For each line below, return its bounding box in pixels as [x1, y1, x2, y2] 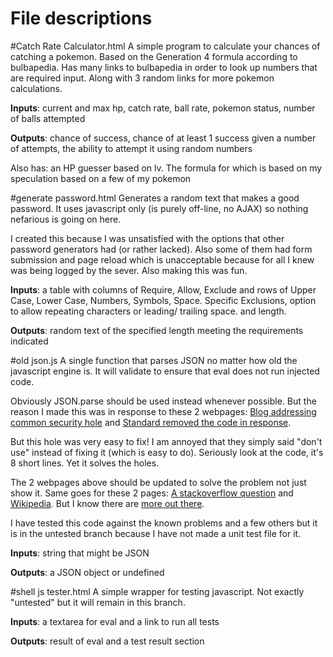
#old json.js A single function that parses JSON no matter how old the [10, 354, 298, 366]
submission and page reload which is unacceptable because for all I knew [10, 253, 315, 266]
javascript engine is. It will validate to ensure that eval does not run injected [10, 365, 320, 377]
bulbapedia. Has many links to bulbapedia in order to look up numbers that [10, 61, 318, 73]
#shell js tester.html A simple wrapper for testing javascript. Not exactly [10, 585, 305, 597]
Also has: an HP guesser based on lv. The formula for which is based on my [10, 162, 323, 174]
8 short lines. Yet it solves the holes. [10, 457, 160, 469]
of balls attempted [10, 112, 86, 124]
